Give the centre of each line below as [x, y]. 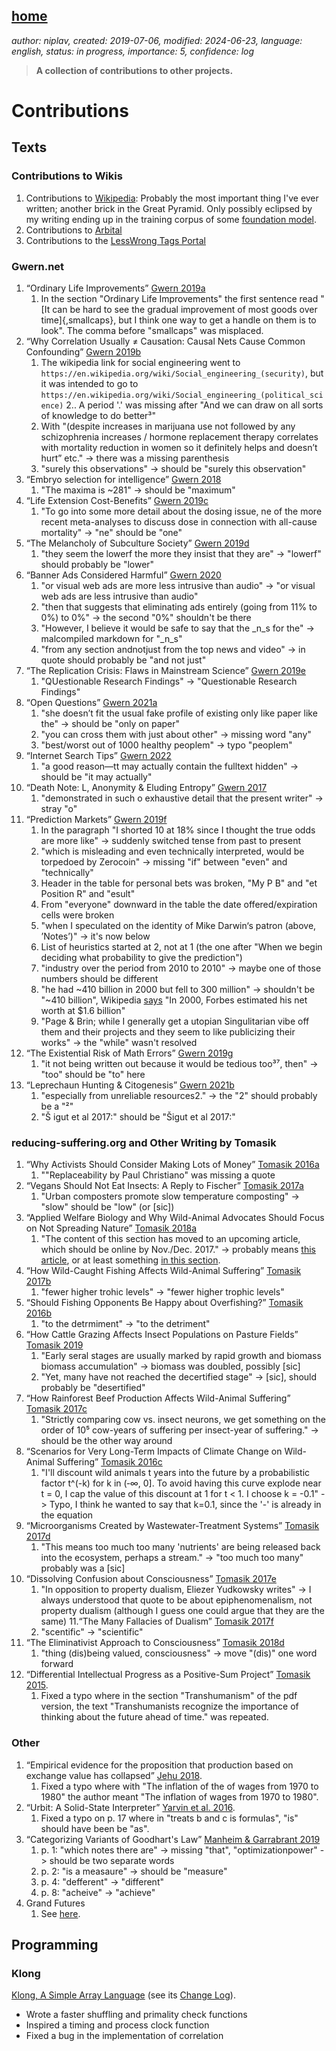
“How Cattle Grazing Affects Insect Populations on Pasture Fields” [162, 1335]
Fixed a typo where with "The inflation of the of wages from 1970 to [179, 1786]
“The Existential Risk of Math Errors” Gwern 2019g [129, 1053]
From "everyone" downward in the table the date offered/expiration [179, 904]
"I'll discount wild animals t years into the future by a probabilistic [175, 1473]
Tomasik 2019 [54, 1345]
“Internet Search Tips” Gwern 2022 [98, 755]
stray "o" [59, 808]
